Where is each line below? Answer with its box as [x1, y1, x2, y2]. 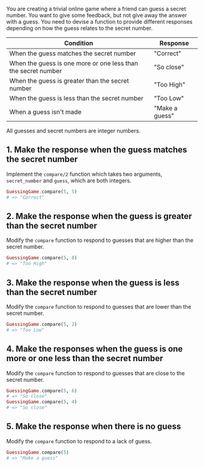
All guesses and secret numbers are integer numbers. [6, 127, 141, 134]
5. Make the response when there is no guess [6, 421, 181, 432]
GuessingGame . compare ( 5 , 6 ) [6, 387, 78, 394]
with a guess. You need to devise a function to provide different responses [6, 18, 193, 25]
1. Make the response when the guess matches [6, 145, 188, 155]
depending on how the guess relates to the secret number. [6, 24, 153, 32]
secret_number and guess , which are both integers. [6, 176, 132, 184]
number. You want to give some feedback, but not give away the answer [6, 12, 187, 19]
